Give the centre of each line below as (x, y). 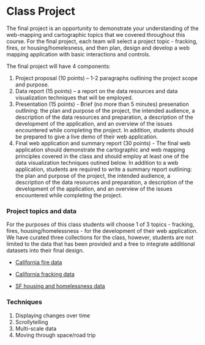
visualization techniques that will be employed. (74, 97)
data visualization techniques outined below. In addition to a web (97, 162)
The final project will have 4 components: (58, 66)
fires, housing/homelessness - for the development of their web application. (102, 231)
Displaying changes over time (53, 315)
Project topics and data (42, 211)
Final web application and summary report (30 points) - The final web (103, 143)
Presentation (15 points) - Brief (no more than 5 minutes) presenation (102, 104)
